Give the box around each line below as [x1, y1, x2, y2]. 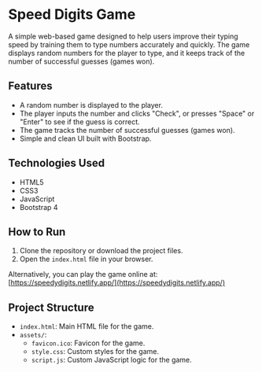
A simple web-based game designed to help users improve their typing [8, 31, 238, 41]
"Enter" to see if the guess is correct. [19, 116, 140, 127]
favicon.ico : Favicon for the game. [31, 338, 146, 348]
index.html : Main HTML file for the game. [19, 322, 154, 331]
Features [8, 79, 53, 93]
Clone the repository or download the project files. [19, 246, 183, 256]
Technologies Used [8, 157, 105, 170]
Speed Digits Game [8, 6, 136, 24]
